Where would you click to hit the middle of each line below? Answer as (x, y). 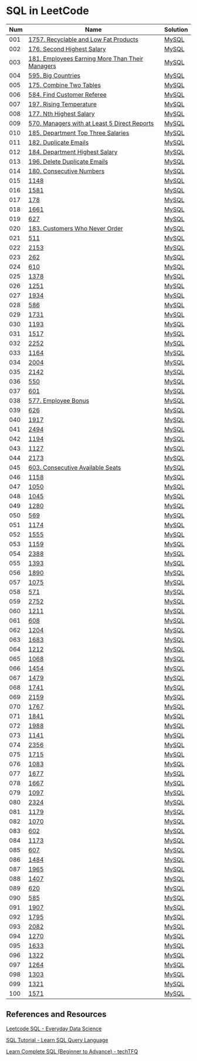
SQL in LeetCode (47, 11)
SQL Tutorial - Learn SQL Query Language (57, 1040)
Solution (176, 29)
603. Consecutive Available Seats (75, 467)
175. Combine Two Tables (65, 85)
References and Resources (56, 1014)
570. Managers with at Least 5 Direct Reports (91, 123)
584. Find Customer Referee (67, 94)
